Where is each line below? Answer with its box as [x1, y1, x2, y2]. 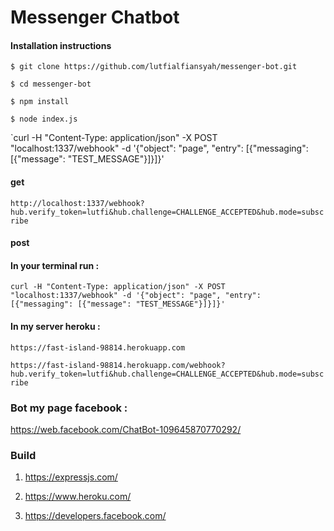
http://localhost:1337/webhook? [10, 198, 145, 208]
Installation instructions [10, 39, 112, 51]
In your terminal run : [10, 259, 100, 271]
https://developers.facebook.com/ [24, 510, 167, 522]
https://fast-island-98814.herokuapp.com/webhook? [10, 360, 226, 370]
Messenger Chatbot [10, 6, 180, 29]
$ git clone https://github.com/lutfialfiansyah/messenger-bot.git [10, 62, 298, 72]
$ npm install [10, 97, 70, 107]
